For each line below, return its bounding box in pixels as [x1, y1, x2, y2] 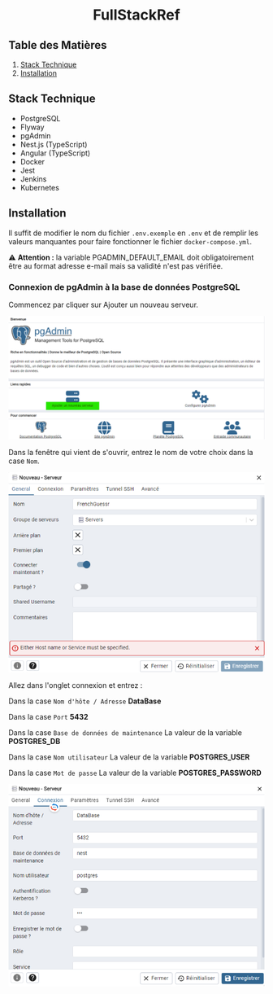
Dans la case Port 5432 [8, 712, 89, 722]
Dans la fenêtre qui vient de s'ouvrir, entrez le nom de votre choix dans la [8, 448, 253, 458]
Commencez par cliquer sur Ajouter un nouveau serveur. [8, 300, 199, 309]
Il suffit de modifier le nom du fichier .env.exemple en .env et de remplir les [8, 228, 258, 238]
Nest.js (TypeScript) [19, 139, 88, 149]
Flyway [19, 122, 45, 132]
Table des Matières [8, 38, 107, 52]
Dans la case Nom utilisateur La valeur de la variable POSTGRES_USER [8, 752, 250, 762]
